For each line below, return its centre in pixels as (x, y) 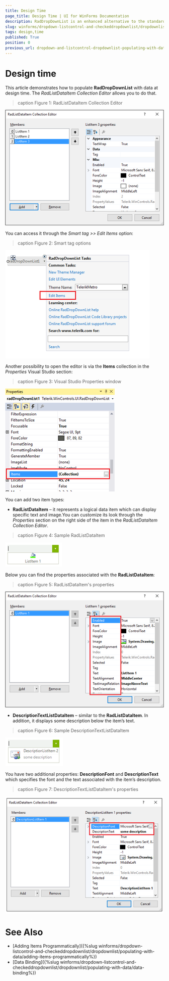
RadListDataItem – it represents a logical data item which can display (84, 509)
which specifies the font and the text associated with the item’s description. (83, 779)
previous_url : (20, 48)
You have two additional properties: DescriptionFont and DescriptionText (82, 774)
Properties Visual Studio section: (39, 372)
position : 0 (18, 43)
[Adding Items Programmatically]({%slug (55, 946)
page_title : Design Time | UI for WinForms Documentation (67, 16)
